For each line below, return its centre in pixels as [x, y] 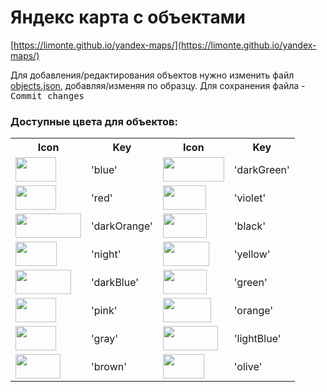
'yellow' [252, 254]
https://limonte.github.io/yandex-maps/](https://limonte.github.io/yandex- [165, 45]
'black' [249, 226]
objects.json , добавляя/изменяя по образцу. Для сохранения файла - [158, 85]
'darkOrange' [122, 226]
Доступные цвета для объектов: [94, 121]
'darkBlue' [115, 282]
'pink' [104, 310]
